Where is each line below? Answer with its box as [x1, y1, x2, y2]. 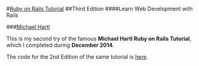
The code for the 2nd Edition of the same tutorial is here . [6, 53, 148, 60]
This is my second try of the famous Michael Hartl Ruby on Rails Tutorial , [6, 35, 192, 42]
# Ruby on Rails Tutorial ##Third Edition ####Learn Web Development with [6, 5, 193, 12]
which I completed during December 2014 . [6, 42, 114, 48]
